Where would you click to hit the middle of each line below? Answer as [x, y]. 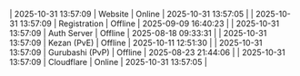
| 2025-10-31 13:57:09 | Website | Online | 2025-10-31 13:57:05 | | [132, 14]
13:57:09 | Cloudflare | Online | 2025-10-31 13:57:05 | [108, 62]
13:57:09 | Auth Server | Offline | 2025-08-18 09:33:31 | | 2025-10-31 [138, 33]
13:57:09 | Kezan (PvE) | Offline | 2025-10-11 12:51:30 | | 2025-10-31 [136, 43]
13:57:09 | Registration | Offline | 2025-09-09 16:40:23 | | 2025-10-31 [150, 24]
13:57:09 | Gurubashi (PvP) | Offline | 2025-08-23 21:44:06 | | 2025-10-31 [147, 52]
